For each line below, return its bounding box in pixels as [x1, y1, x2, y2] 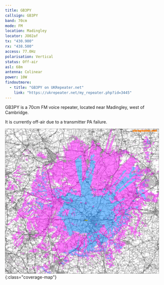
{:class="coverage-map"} [5, 274, 57, 280]
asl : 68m [5, 64, 23, 69]
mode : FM [5, 23, 23, 28]
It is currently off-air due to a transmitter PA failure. [5, 119, 107, 124]
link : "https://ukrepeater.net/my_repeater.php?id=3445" [14, 90, 132, 95]
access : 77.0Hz [5, 49, 36, 54]
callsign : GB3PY [5, 13, 38, 18]
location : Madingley [5, 28, 47, 34]
